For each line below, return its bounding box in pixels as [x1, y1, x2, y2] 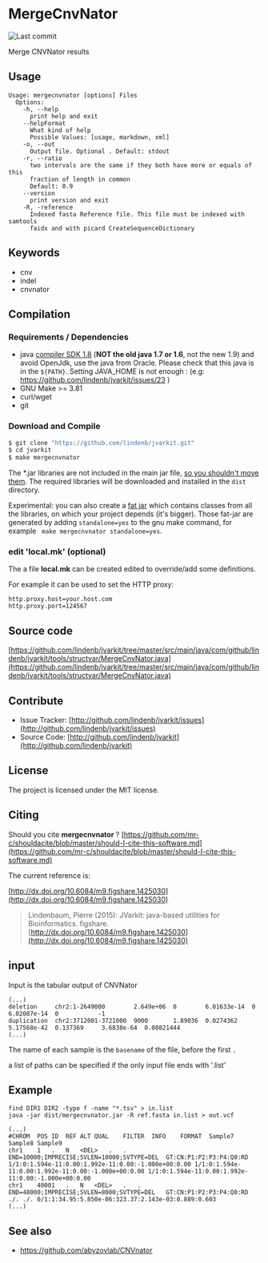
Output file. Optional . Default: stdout [29, 147, 170, 155]
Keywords [8, 246, 60, 260]
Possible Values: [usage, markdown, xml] [29, 133, 170, 141]
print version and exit [29, 196, 110, 204]
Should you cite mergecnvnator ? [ [8, 829, 125, 839]
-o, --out [22, 140, 56, 148]
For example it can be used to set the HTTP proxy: [8, 579, 174, 589]
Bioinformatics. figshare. [27, 918, 110, 928]
